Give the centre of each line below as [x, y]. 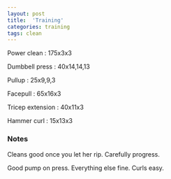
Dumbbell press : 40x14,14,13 [49, 66]
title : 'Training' [36, 20]
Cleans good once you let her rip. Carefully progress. [84, 154]
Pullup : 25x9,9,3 [31, 80]
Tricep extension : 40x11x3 [45, 107]
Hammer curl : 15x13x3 [40, 121]
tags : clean [24, 33]
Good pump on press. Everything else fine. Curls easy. [85, 168]
